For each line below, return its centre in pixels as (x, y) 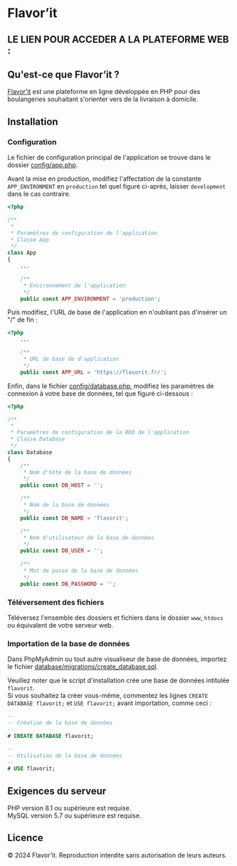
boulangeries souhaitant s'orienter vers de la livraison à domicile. (103, 99)
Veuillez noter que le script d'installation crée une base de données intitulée (118, 680)
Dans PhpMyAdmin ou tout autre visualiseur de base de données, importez (117, 659)
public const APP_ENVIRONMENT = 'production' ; (90, 299)
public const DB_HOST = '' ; (62, 485)
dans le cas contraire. (39, 194)
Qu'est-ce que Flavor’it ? (63, 74)
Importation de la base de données (69, 643)
